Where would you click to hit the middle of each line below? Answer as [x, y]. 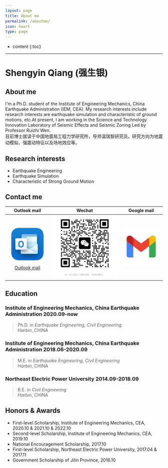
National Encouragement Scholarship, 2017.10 [59, 444]
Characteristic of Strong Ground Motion [53, 181]
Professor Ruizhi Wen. [28, 131]
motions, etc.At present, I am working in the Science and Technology [76, 120]
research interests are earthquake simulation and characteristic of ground [81, 115]
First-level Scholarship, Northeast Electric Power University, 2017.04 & [84, 449]
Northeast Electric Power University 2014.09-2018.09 [72, 379]
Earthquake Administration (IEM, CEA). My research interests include [76, 109]
